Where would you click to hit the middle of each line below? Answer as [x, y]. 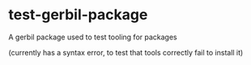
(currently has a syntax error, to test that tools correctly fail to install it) [126, 52]
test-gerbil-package [78, 15]
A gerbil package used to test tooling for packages [93, 37]
